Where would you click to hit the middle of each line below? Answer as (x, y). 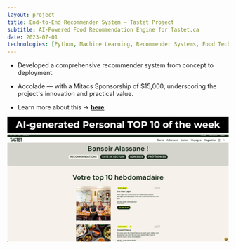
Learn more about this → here (61, 107)
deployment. (35, 73)
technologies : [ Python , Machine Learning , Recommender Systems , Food (111, 45)
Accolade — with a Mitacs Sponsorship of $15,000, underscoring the (117, 86)
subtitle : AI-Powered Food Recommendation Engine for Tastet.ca (103, 29)
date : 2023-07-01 (33, 37)
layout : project (31, 15)
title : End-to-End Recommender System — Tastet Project (91, 22)
